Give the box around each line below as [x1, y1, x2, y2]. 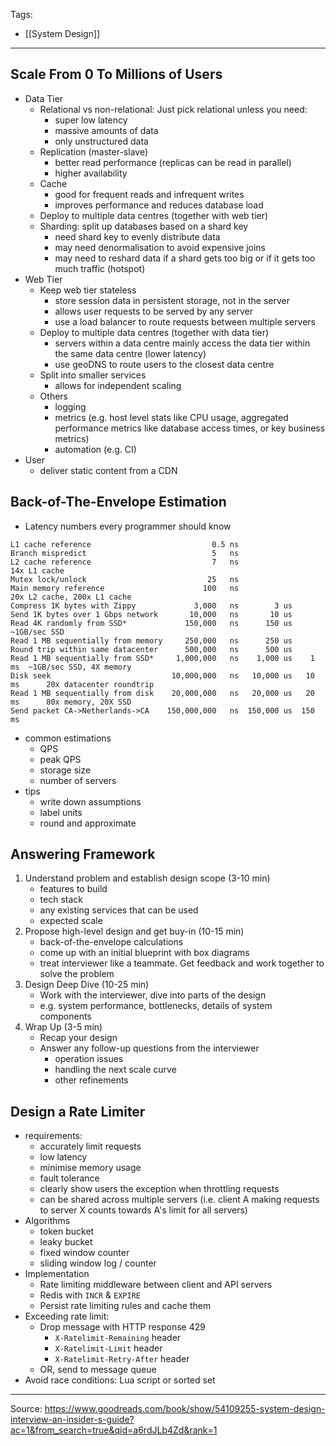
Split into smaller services [39, 369, 147, 381]
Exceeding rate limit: [24, 1310, 110, 1323]
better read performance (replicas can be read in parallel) [54, 156, 292, 168]
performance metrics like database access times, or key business [54, 422, 326, 434]
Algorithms [24, 1215, 71, 1227]
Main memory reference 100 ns [10, 583, 240, 593]
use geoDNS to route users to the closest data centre [54, 358, 275, 370]
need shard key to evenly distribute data [54, 230, 221, 243]
